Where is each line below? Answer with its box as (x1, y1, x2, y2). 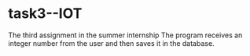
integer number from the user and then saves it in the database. (8, 38, 215, 47)
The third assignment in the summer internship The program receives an (8, 30, 243, 40)
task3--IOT (8, 5, 83, 23)
